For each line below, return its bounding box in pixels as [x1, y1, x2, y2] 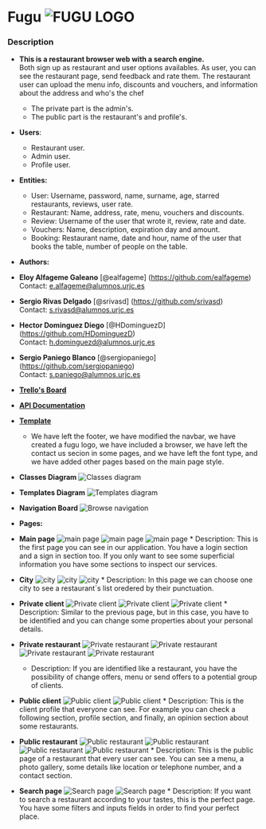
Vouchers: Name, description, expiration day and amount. [30, 225, 221, 234]
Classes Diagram [18, 473, 77, 482]
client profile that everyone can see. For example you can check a [18, 705, 236, 714]
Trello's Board [18, 385, 67, 395]
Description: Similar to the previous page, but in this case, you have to [18, 607, 249, 617]
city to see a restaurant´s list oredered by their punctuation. [18, 583, 214, 593]
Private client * [18, 599, 228, 609]
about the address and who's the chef [18, 88, 144, 98]
